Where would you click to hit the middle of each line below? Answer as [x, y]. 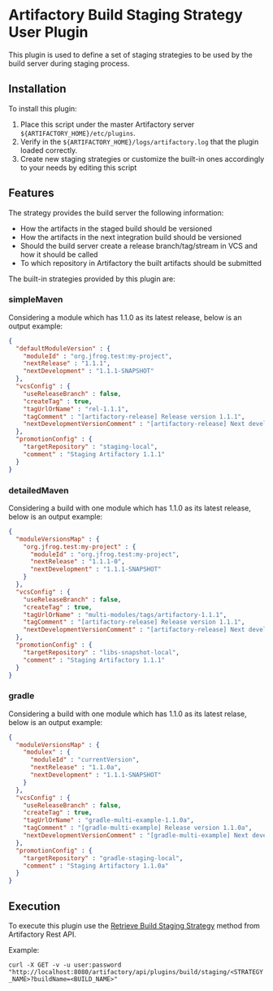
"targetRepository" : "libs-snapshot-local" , [102, 652]
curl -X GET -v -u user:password [65, 965]
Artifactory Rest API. [43, 934]
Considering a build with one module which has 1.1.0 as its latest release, [130, 508]
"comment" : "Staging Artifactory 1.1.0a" [96, 866]
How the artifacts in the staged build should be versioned [116, 228]
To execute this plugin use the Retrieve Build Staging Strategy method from [134, 926]
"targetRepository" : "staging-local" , [91, 447]
